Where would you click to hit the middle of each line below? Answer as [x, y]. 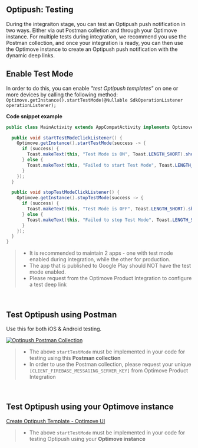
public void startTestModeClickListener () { [67, 138]
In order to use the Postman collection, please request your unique [110, 364]
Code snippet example [34, 116]
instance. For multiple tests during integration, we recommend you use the [96, 36]
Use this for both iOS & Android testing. [54, 329]
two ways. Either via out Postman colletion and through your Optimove [92, 30]
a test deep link [48, 285]
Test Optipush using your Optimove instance [90, 407]
